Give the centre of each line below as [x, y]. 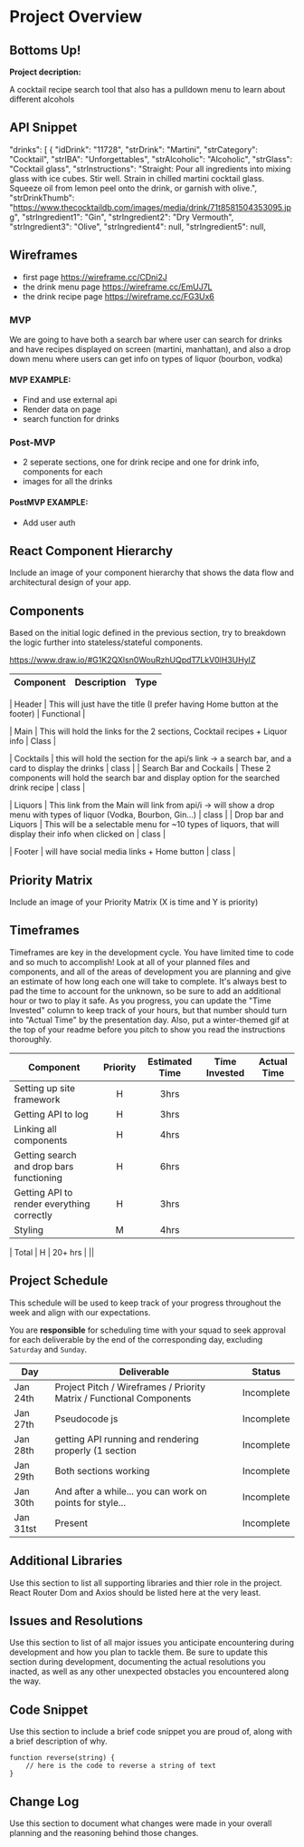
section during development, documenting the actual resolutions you [138, 1662]
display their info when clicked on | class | [87, 834]
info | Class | [33, 741]
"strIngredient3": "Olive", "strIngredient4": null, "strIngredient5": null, [138, 226]
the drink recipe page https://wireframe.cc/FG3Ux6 [119, 296]
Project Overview [76, 17]
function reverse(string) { [62, 1758]
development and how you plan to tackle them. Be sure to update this [139, 1652]
